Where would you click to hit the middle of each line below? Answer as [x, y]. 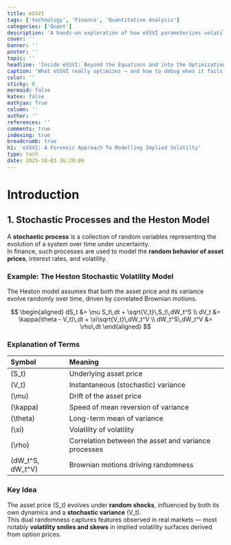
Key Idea [22, 490]
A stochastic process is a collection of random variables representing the [112, 236]
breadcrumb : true [32, 142]
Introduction [43, 194]
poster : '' [23, 52]
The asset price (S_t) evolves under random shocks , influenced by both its [113, 505]
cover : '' [21, 39]
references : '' [29, 122]
